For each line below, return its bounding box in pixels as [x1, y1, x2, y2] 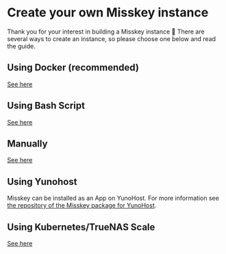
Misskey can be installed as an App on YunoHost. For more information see [7, 194, 219, 203]
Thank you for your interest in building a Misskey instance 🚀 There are [7, 27, 205, 36]
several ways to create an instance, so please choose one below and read [7, 34, 216, 42]
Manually [7, 138, 48, 149]
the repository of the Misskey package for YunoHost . [7, 201, 157, 209]
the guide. [7, 42, 36, 50]
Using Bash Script [7, 100, 86, 112]
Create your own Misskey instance [7, 5, 209, 21]
